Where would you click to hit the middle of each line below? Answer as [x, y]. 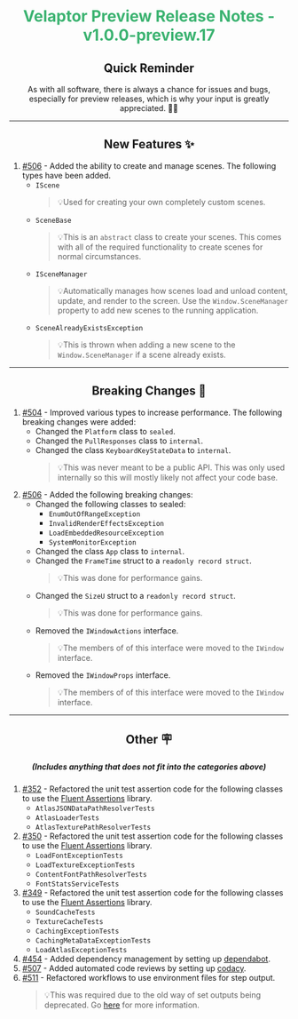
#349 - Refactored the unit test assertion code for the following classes [153, 892]
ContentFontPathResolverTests [91, 874]
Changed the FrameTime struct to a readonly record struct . [143, 561]
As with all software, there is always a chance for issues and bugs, [149, 89]
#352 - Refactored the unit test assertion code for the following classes [153, 789]
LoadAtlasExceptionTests [81, 950]
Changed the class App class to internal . [110, 551]
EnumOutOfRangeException [94, 514]
